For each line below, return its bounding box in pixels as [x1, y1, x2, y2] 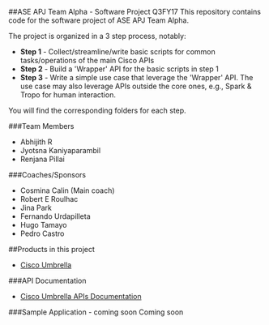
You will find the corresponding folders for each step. [8, 105, 186, 115]
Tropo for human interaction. [19, 90, 116, 100]
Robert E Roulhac [19, 195, 79, 203]
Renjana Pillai [19, 154, 65, 164]
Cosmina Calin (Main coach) [19, 186, 115, 195]
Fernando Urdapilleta [19, 212, 91, 221]
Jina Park [19, 203, 53, 212]
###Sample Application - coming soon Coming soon [8, 307, 184, 317]
